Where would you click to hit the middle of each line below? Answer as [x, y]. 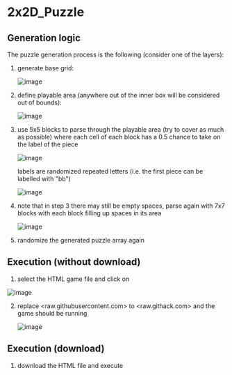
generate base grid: [45, 68]
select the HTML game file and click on [73, 279]
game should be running [52, 313]
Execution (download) [56, 349]
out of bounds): [40, 102]
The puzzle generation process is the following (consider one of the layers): [116, 54]
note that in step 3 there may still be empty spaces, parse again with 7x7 [121, 206]
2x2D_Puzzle [46, 12]
